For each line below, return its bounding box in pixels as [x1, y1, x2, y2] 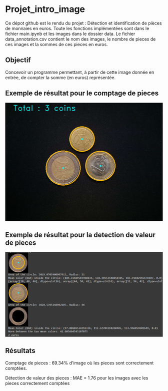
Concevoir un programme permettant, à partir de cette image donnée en [5, 69, 154, 75]
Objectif [5, 56, 31, 65]
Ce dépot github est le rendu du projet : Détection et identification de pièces [5, 20, 162, 26]
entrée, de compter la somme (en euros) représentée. [5, 74, 116, 81]
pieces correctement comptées [5, 380, 70, 386]
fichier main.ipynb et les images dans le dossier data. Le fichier [5, 31, 135, 37]
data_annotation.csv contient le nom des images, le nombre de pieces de [5, 36, 156, 42]
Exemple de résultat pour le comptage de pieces [5, 89, 159, 98]
